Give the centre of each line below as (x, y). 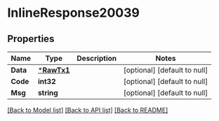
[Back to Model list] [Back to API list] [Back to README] (88, 110)
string (48, 93)
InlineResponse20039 (74, 13)
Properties (31, 39)
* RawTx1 (54, 70)
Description (97, 58)
